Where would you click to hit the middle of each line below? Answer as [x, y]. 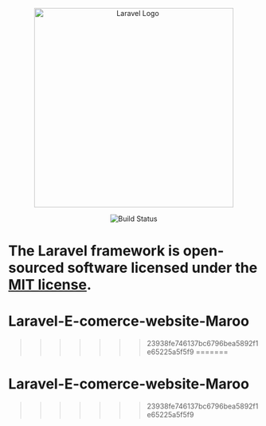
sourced [36, 268]
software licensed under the [162, 268]
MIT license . [50, 285]
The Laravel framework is [94, 251]
